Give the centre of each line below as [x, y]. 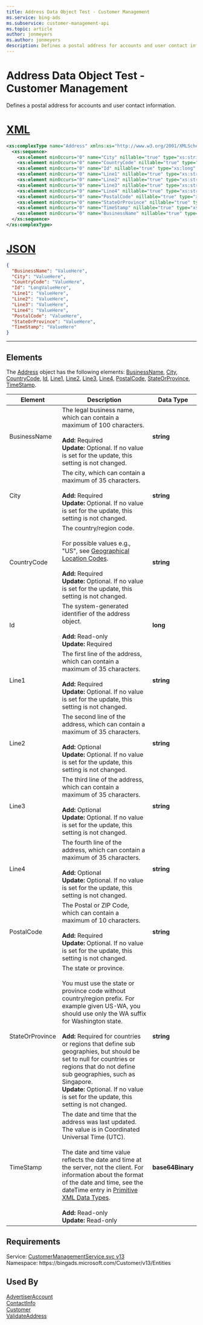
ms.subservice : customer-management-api [58, 23]
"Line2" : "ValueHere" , [40, 299]
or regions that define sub [98, 1044]
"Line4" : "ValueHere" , [40, 310]
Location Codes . [85, 558]
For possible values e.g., [96, 543]
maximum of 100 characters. [103, 425]
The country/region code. [98, 528]
